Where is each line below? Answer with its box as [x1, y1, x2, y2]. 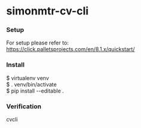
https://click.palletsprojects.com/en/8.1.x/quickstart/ [6, 46, 135, 53]
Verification [6, 102, 42, 111]
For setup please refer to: [6, 39, 69, 46]
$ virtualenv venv [6, 74, 49, 82]
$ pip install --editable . [6, 87, 64, 94]
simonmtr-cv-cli [6, 4, 89, 18]
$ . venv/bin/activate [6, 81, 57, 88]
